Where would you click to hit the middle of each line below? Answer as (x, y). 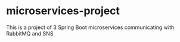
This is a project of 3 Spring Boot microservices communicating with (90, 27)
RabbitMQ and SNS (30, 33)
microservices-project (63, 11)
